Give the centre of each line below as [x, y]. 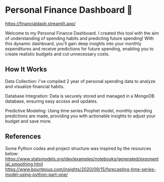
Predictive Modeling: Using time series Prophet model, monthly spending [79, 110]
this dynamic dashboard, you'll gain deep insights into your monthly [73, 43]
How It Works [26, 69]
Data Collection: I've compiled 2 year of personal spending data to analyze [80, 81]
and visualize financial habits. [35, 86]
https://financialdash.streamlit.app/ [40, 24]
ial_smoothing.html [24, 164]
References [23, 137]
